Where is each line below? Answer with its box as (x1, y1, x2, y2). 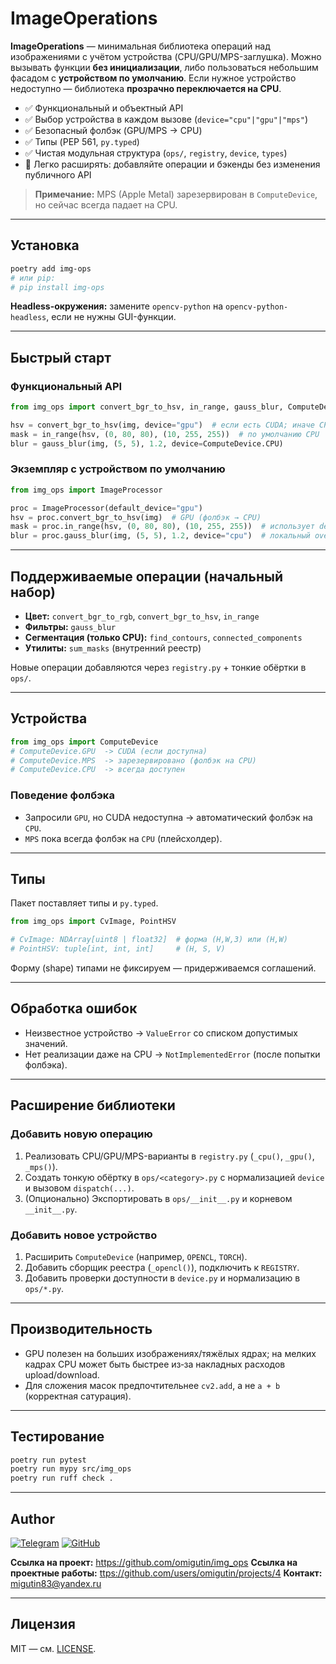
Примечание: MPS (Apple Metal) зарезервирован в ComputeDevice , (34, 188, 318, 200)
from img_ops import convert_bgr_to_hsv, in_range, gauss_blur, (10, 402, 284, 412)
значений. (24, 1037, 68, 1049)
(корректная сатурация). (24, 1390, 132, 1402)
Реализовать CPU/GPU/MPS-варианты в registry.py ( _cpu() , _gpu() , (24, 1150, 315, 1162)
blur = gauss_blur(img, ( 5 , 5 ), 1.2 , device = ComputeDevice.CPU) (10, 438, 284, 449)
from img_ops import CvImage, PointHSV (10, 917, 177, 927)
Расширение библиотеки (10, 1097, 176, 1114)
